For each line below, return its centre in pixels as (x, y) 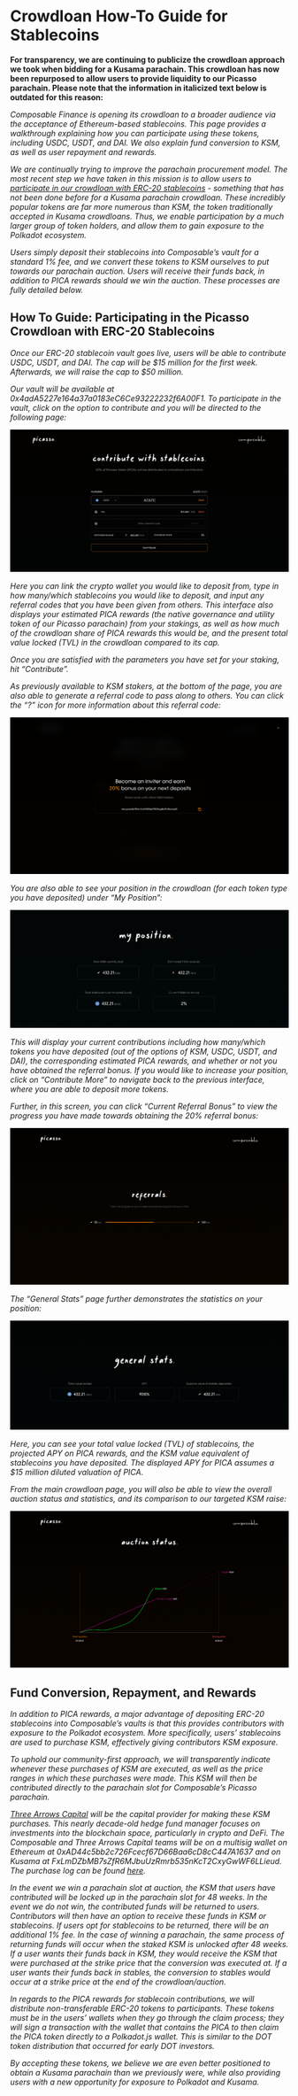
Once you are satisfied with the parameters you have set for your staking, (145, 660)
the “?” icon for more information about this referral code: (115, 705)
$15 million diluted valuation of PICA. (77, 1473)
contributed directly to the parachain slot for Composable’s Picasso (134, 1788)
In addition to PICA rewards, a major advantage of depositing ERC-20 (137, 1714)
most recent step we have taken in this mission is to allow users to (131, 178)
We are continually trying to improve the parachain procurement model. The (149, 169)
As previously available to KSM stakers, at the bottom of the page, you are (146, 686)
